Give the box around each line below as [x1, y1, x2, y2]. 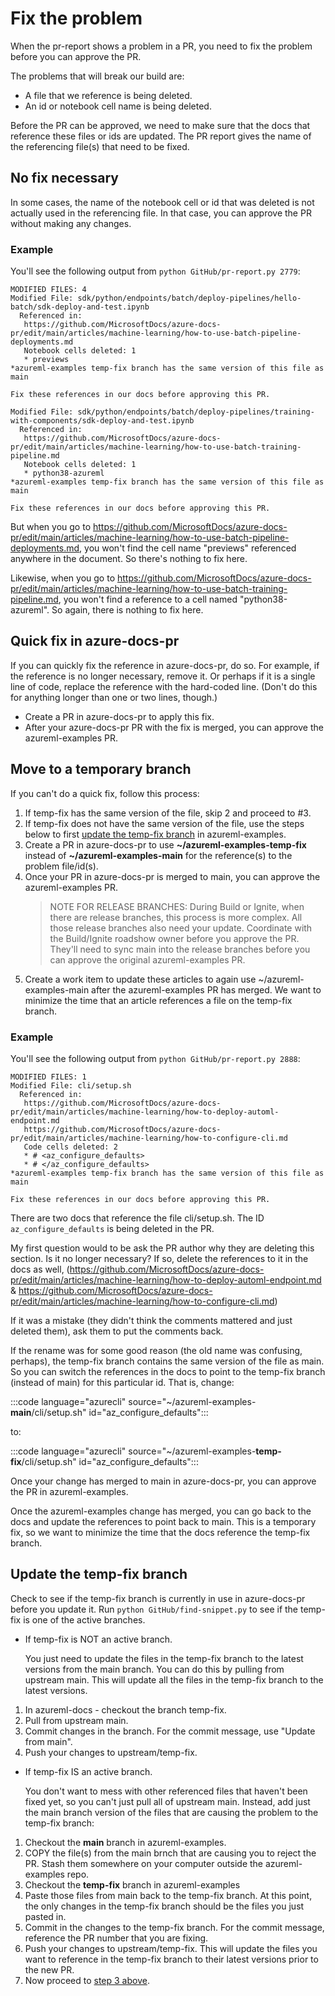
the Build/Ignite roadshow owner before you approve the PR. [49, 932, 300, 944]
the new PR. [24, 1963, 75, 1976]
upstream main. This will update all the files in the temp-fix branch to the [24, 1673, 324, 1686]
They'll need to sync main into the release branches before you [49, 943, 311, 955]
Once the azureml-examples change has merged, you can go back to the [10, 1505, 312, 1517]
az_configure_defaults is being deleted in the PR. [10, 1222, 215, 1234]
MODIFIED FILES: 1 [10, 1072, 87, 1082]
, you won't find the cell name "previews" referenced [79, 542, 297, 554]
